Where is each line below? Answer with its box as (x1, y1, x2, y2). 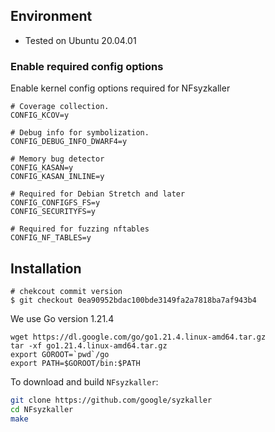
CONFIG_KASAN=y (10, 163, 74, 173)
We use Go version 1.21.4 (10, 312, 115, 324)
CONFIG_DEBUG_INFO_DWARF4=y (10, 137, 128, 147)
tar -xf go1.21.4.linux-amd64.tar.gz (10, 340, 168, 351)
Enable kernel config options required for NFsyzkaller (10, 82, 231, 94)
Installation (10, 260, 82, 277)
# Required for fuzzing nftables (10, 224, 150, 234)
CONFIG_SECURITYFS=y (10, 207, 97, 217)
